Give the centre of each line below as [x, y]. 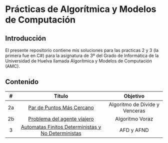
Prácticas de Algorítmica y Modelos [81, 9]
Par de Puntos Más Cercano [61, 107]
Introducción [26, 38]
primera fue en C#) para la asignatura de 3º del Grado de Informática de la [82, 55]
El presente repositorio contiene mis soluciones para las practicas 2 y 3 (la [82, 50]
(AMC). [12, 66]
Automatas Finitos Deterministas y [61, 127]
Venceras [134, 110]
